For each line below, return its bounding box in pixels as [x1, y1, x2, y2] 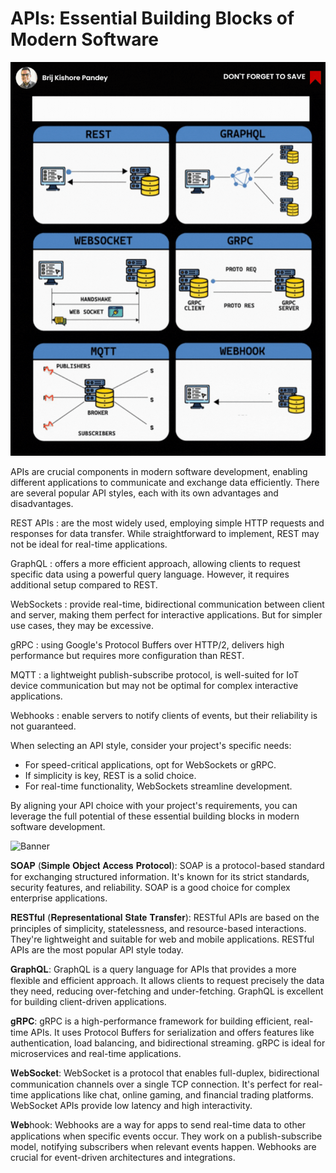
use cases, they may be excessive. [10, 619, 154, 631]
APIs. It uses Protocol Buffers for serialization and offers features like [30, 1026, 315, 1038]
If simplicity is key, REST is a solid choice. [24, 769, 197, 781]
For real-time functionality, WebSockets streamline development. [24, 780, 293, 792]
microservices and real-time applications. [10, 1047, 182, 1059]
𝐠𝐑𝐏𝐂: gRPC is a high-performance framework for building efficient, [10, 1015, 292, 1027]
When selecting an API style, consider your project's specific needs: [10, 739, 292, 751]
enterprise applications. [10, 892, 108, 904]
